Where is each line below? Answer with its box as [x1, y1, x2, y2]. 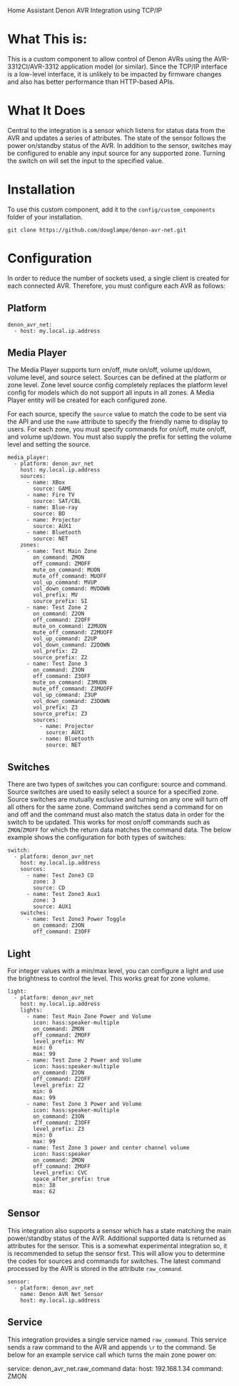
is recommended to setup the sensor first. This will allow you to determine [7, 1249, 225, 1257]
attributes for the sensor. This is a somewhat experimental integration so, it [7, 1241, 228, 1250]
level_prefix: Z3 [33, 1125, 84, 1132]
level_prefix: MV [33, 1038, 84, 1045]
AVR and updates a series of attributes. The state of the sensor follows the [7, 134, 226, 142]
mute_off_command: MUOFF [33, 573, 107, 580]
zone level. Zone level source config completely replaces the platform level [7, 381, 228, 389]
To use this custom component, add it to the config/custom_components [7, 205, 215, 214]
